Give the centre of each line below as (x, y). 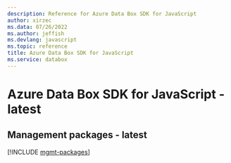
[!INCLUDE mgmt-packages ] (49, 152)
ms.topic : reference (38, 46)
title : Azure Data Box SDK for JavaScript (70, 53)
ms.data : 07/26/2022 (38, 27)
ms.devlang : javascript (42, 40)
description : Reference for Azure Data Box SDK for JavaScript (102, 14)
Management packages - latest (77, 135)
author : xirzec (30, 20)
